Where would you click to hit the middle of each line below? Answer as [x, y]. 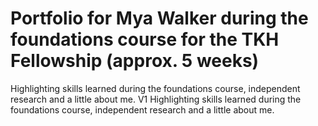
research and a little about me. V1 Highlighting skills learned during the [156, 99]
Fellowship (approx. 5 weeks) [135, 61]
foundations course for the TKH [145, 39]
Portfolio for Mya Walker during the [159, 18]
